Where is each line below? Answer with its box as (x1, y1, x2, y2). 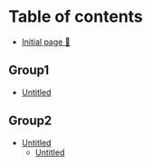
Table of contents (8, 6, 144, 27)
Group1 (8, 63, 50, 78)
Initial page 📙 (21, 36, 71, 47)
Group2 (8, 113, 52, 129)
